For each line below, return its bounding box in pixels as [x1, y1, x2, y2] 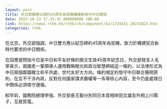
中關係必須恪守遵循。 [5, 82, 49, 88]
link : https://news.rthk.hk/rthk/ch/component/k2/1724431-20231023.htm [5, 21, 157, 26]
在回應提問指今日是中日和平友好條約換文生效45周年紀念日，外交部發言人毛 [5, 57, 160, 63]
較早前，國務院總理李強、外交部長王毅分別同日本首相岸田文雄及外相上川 [5, 93, 154, 99]
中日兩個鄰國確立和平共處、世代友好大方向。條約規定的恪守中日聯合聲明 [5, 69, 154, 75]
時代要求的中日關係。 [5, 46, 49, 52]
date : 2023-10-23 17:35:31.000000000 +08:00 [5, 16, 99, 21]
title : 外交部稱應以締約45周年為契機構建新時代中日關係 [5, 12, 107, 17]
